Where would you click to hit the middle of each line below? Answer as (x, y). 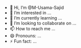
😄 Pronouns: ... (26, 36)
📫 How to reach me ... (32, 29)
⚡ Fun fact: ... (23, 41)
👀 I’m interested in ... (30, 13)
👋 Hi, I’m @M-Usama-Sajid (37, 8)
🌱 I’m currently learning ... (36, 18)
